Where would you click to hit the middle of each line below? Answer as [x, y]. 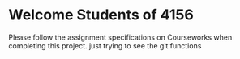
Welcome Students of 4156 [101, 15]
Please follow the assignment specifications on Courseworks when [120, 37]
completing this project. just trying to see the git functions [105, 45]
